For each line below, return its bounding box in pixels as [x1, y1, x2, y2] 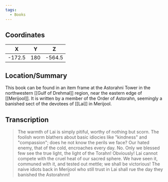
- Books [10, 12, 26, 17]
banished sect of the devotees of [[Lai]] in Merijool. [5, 101, 112, 107]
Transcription [5, 115, 49, 124]
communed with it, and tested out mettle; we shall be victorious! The [17, 161, 160, 167]
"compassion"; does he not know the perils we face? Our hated [17, 139, 150, 145]
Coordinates [5, 31, 45, 39]
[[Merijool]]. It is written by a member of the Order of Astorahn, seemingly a [5, 95, 162, 101]
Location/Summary [5, 71, 67, 80]
